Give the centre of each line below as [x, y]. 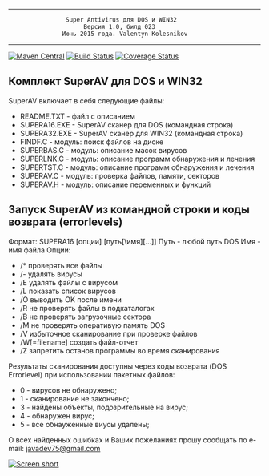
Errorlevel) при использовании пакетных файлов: [92, 374]
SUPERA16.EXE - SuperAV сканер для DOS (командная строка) [126, 124]
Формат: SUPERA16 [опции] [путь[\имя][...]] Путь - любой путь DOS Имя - [134, 241]
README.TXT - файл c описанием [78, 116]
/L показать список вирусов [68, 291]
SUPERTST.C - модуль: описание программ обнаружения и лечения [137, 167]
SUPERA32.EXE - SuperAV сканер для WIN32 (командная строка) [131, 133]
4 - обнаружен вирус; [57, 415]
